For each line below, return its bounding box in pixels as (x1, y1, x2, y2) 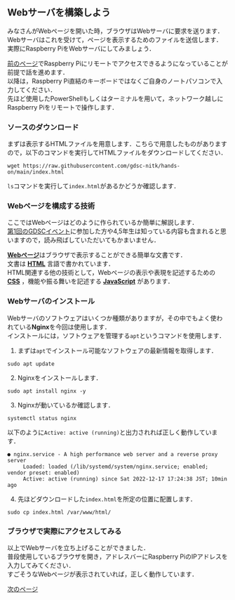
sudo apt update (7, 360, 55, 367)
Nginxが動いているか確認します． (17, 400, 114, 409)
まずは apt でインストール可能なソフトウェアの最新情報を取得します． (17, 346, 217, 355)
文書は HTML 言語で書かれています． (7, 259, 114, 268)
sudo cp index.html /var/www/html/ (7, 509, 112, 516)
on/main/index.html (7, 169, 65, 176)
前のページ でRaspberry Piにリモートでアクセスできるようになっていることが (7, 59, 228, 67)
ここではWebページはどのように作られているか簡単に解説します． (7, 219, 199, 227)
